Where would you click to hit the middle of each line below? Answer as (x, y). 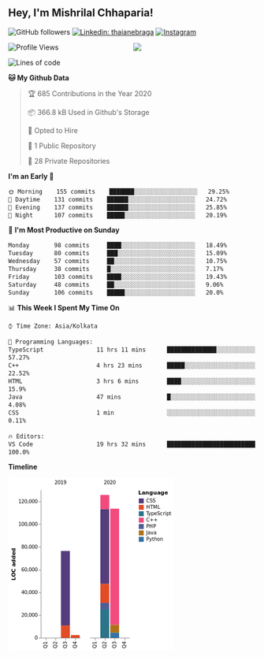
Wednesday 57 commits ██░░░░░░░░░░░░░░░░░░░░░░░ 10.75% (117, 261)
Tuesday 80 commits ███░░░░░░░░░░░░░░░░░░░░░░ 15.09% (117, 253)
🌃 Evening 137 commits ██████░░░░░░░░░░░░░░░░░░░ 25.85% (117, 207)
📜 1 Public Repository (61, 146)
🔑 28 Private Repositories (69, 161)
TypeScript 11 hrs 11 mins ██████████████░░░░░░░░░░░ (132, 350)
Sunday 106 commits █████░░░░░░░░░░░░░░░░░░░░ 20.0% (116, 292)
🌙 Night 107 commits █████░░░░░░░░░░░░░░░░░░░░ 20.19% (117, 215)
